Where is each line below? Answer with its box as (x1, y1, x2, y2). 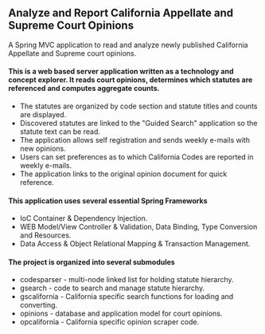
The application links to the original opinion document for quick (19, 169, 228, 179)
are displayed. (19, 110, 67, 120)
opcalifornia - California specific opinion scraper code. (19, 317, 200, 327)
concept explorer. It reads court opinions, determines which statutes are (8, 75, 253, 84)
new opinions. (19, 143, 66, 154)
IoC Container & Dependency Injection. (19, 214, 148, 223)
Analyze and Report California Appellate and (8, 6, 234, 20)
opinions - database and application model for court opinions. (19, 308, 223, 318)
